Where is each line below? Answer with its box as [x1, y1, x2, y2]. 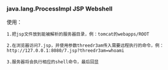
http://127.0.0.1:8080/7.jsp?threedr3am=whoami [6, 48, 125, 54]
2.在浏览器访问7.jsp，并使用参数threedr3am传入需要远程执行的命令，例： [6, 43, 164, 48]
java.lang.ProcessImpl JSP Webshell [6, 5, 113, 13]
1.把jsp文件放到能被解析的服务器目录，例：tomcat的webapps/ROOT [6, 32, 149, 37]
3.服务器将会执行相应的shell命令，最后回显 [6, 59, 99, 65]
